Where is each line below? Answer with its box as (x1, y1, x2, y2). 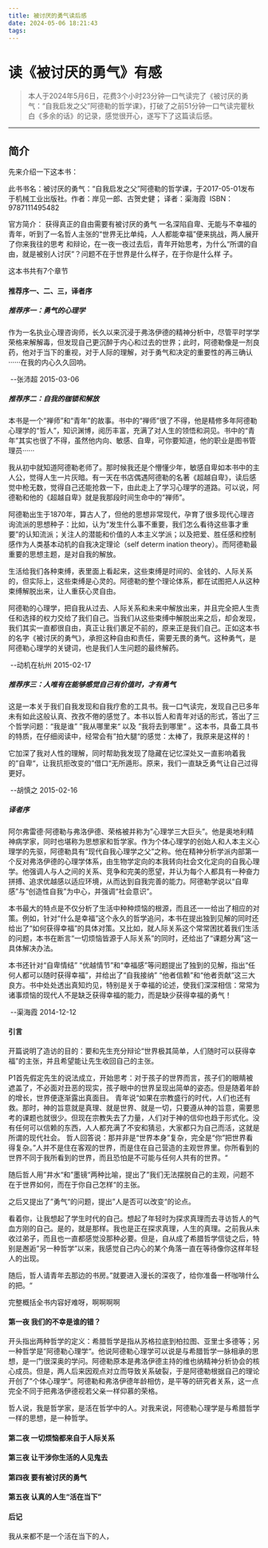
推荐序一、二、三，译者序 (8, 286, 93, 295)
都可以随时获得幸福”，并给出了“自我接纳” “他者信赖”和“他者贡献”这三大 (22, 970, 256, 980)
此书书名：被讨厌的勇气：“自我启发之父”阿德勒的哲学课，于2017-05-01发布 (8, 184, 255, 194)
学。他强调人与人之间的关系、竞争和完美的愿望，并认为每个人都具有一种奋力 (8, 867, 260, 876)
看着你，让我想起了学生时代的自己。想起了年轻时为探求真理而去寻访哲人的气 (8, 1214, 260, 1223)
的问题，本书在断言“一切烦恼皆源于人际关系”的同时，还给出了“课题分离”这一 (8, 933, 258, 942)
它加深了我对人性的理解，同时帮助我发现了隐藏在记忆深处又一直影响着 (8, 748, 239, 758)
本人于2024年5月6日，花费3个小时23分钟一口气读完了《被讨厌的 (27, 91, 242, 101)
